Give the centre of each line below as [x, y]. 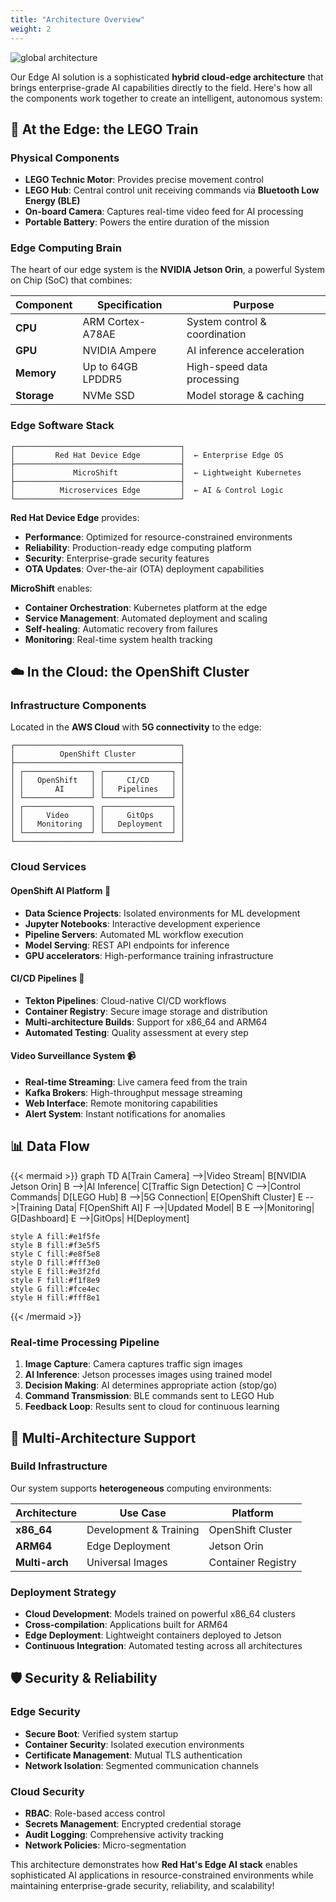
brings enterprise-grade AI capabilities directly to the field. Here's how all [161, 87]
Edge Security [45, 1712]
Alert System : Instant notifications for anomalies [125, 1114]
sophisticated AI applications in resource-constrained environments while [162, 1875]
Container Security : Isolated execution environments [134, 1744]
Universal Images [127, 1562]
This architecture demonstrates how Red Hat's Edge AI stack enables [154, 1865]
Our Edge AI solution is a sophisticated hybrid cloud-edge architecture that [167, 77]
